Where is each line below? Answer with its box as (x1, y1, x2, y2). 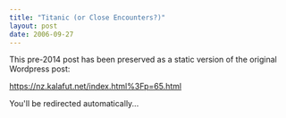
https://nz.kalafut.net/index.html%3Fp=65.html (9, 81, 181, 92)
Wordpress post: (9, 63, 71, 74)
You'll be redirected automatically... (9, 98, 139, 109)
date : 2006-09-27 (9, 29, 74, 38)
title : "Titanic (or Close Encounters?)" (9, 13, 166, 22)
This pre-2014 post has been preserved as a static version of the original (9, 55, 277, 65)
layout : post (9, 21, 58, 30)
